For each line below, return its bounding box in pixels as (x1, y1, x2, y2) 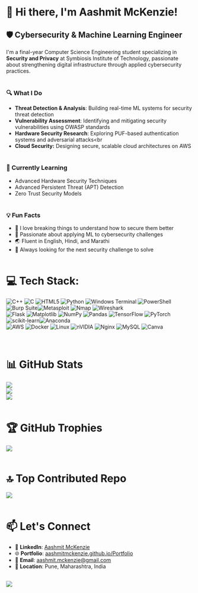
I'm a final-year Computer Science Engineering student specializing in (6, 49, 177, 55)
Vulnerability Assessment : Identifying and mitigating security (14, 117, 167, 124)
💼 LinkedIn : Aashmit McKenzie (14, 543, 90, 550)
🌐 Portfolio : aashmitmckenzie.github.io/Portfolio (14, 550, 133, 557)
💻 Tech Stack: (6, 275, 79, 288)
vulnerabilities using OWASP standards (14, 124, 110, 131)
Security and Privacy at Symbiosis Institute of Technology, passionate (6, 55, 179, 62)
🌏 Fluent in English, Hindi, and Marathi (14, 237, 110, 244)
